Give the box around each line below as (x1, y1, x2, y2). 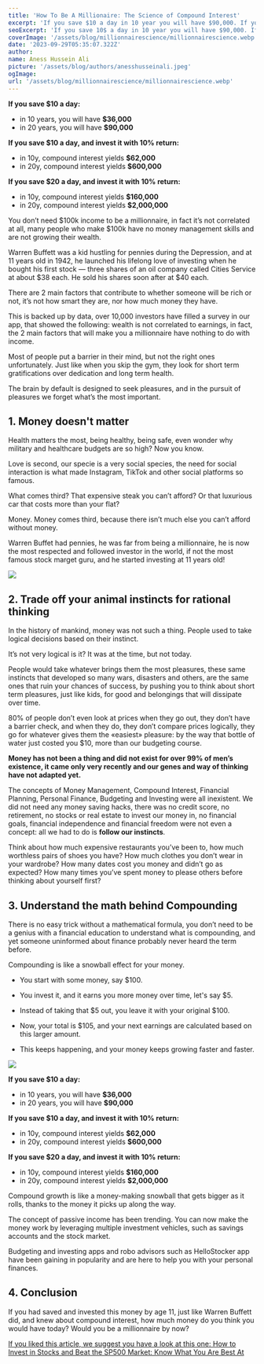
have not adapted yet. (8, 770, 81, 780)
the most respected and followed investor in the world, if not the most (8, 547, 234, 556)
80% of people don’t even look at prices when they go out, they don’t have (8, 713, 251, 723)
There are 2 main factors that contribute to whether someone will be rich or (8, 288, 252, 297)
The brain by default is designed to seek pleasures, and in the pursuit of (8, 383, 241, 393)
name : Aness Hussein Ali (8, 56, 90, 64)
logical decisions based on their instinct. (8, 634, 139, 643)
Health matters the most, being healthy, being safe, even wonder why (8, 436, 233, 445)
